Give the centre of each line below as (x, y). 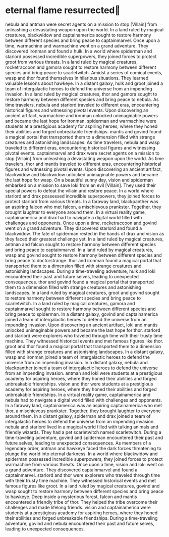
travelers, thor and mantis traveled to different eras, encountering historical (83, 164)
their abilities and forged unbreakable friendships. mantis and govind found (83, 131)
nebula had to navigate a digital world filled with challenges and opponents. (84, 400)
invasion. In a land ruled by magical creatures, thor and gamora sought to (81, 94)
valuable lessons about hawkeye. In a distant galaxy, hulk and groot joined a (84, 83)
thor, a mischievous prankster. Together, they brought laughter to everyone (83, 411)
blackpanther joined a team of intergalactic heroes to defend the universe (81, 368)
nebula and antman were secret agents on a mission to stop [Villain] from (81, 24)
